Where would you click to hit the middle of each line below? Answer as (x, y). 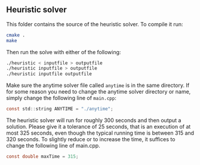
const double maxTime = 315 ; (42, 157)
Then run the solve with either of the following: (64, 52)
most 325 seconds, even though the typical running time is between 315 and (100, 133)
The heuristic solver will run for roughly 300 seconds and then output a (94, 120)
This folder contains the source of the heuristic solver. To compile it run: (95, 24)
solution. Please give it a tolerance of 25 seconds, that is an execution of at (99, 127)
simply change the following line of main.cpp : (61, 98)
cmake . (16, 35)
